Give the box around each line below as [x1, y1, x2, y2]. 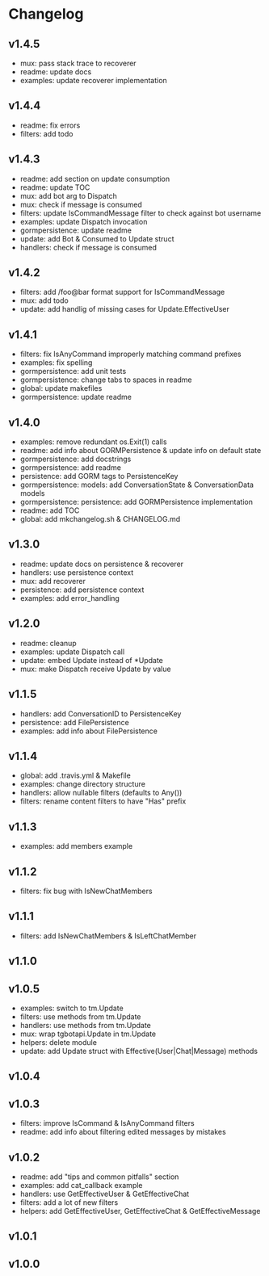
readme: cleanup [19, 638, 77, 648]
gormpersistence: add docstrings [19, 454, 132, 464]
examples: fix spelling [19, 358, 93, 367]
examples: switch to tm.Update [19, 1003, 124, 1013]
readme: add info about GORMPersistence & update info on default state [19, 446, 262, 455]
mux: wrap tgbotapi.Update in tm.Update [19, 1029, 157, 1039]
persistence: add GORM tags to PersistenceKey [19, 472, 179, 481]
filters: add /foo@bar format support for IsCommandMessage [19, 288, 225, 297]
